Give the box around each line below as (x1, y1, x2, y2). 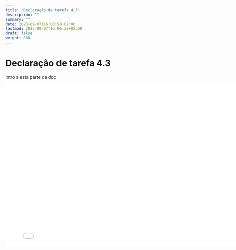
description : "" (5, 12, 39, 17)
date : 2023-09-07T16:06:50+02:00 (5, 21, 76, 27)
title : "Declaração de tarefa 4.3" (5, 7, 80, 13)
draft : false (5, 31, 33, 36)
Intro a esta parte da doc (5, 74, 56, 80)
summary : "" (5, 17, 30, 22)
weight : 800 (5, 36, 30, 41)
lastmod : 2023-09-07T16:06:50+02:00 (5, 26, 82, 31)
